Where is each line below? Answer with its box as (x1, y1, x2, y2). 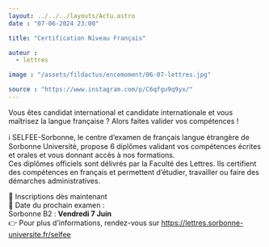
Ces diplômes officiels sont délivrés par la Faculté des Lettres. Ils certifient (8, 159, 257, 168)
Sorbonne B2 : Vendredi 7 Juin (8, 208, 112, 219)
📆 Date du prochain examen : (8, 200, 105, 210)
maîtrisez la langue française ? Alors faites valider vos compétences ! (8, 116, 239, 126)
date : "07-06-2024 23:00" (8, 19, 99, 28)
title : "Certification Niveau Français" (8, 34, 147, 42)
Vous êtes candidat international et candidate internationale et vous (8, 107, 233, 117)
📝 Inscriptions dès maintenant (8, 191, 107, 201)
